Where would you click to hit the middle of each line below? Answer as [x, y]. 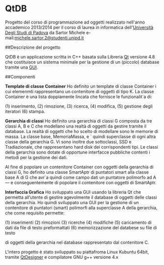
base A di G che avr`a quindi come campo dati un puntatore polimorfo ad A [81, 177]
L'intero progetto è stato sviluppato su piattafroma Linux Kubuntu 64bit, [77, 252]
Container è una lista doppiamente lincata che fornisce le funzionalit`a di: [79, 97]
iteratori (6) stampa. [25, 111]
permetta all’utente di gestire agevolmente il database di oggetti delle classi [81, 197]
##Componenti [20, 77]
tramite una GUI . [22, 67]
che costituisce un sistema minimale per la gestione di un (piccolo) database [82, 62]
